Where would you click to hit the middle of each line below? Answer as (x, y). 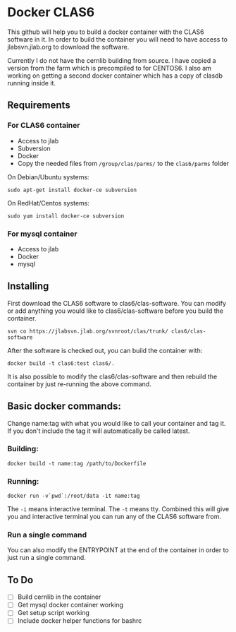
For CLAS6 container (44, 126)
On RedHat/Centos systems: (49, 203)
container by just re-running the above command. (79, 384)
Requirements (39, 106)
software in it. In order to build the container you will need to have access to (117, 39)
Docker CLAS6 (51, 12)
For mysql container (42, 234)
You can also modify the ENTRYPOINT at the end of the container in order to (118, 550)
